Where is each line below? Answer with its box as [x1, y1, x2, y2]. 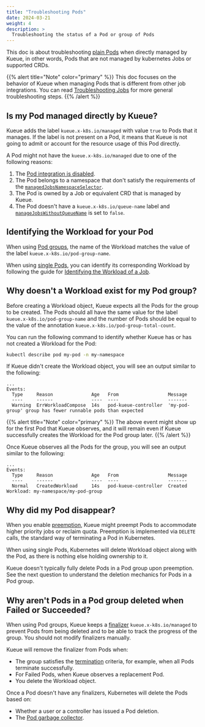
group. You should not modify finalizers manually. [6, 634, 132, 641]
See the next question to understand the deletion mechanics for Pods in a [6, 571, 192, 578]
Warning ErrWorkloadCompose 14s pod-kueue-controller [12, 402, 163, 409]
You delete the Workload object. [15, 677, 97, 685]
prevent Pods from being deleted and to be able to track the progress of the [6, 628, 198, 635]
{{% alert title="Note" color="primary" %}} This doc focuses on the [6, 73, 176, 81]
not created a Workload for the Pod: [6, 340, 97, 347]
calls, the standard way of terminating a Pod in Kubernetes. [6, 534, 156, 542]
